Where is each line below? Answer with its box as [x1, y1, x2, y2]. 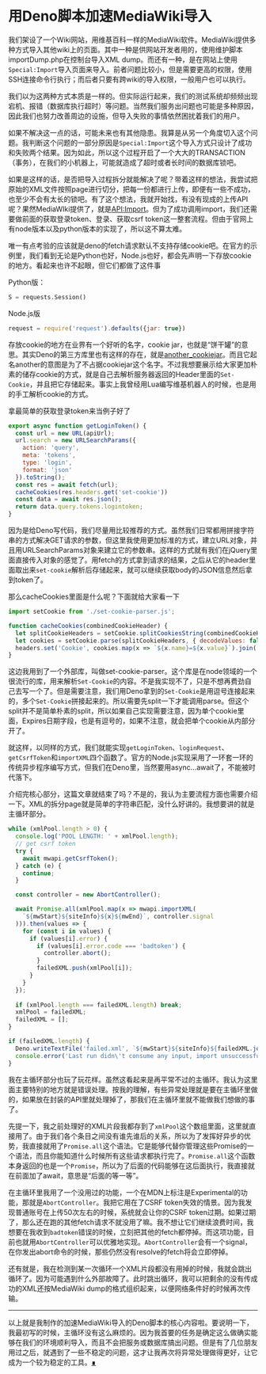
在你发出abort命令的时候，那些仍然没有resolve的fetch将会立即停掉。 [8, 1246, 233, 1256]
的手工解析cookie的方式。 [8, 389, 93, 398]
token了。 [14, 575, 47, 584]
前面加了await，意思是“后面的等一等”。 [14, 1170, 143, 1180]
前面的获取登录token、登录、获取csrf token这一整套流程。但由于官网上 [21, 214, 254, 223]
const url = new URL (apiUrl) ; [15, 429, 115, 437]
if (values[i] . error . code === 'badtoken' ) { [36, 942, 186, 950]
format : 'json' [22, 466, 73, 474]
